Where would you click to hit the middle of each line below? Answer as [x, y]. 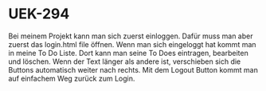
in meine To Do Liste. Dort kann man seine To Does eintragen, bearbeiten [128, 53]
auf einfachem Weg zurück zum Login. [72, 78]
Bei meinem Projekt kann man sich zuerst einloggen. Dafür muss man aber [131, 36]
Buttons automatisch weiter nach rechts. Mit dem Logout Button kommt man [133, 69]
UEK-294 [39, 14]
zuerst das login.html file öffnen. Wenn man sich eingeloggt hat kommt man [132, 44]
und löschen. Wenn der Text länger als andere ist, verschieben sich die [125, 61]
